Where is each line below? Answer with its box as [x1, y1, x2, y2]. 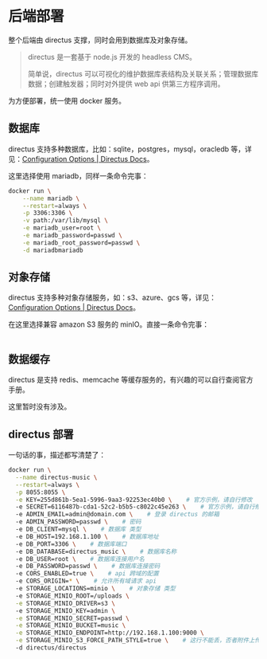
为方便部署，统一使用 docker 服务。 [8, 96, 126, 105]
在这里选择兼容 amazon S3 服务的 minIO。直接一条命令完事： [8, 320, 209, 329]
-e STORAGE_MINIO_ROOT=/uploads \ [15, 591, 130, 600]
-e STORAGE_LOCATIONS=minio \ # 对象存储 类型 [15, 585, 176, 593]
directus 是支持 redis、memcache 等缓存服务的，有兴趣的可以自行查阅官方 [8, 375, 253, 385]
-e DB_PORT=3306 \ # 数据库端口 [15, 539, 127, 548]
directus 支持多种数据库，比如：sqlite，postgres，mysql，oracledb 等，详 [8, 144, 253, 154]
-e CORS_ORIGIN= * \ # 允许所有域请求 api [15, 577, 157, 586]
